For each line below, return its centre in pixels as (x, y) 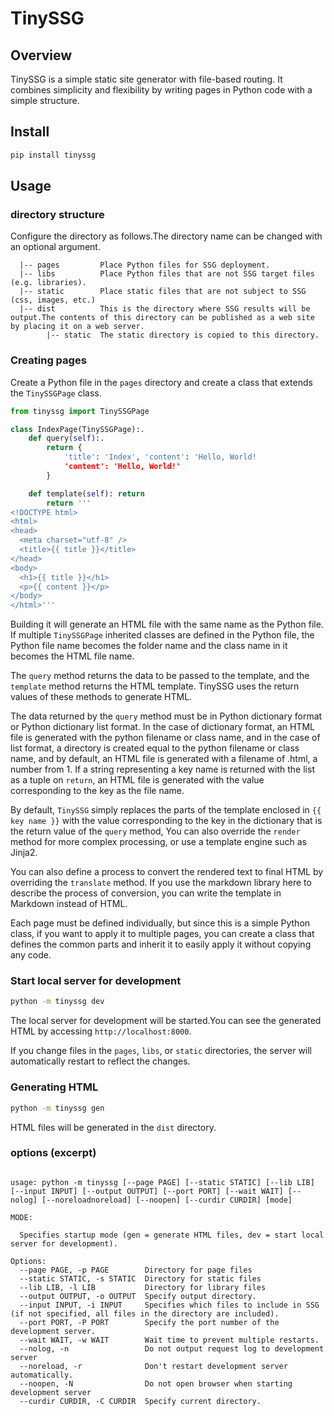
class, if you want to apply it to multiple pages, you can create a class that (162, 934)
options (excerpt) (53, 1153)
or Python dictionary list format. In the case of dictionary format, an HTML (162, 727)
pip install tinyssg (53, 155)
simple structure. (45, 100)
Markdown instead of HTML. (69, 904)
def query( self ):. (66, 438)
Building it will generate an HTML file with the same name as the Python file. (167, 624)
